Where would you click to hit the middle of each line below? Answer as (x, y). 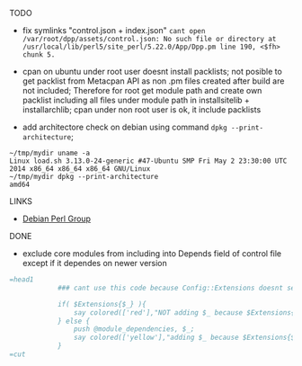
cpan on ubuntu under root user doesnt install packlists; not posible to (152, 71)
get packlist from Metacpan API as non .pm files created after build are (153, 81)
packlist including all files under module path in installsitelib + (136, 100)
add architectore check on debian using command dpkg (124, 127)
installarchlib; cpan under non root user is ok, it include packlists (142, 110)
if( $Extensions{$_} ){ (102, 304)
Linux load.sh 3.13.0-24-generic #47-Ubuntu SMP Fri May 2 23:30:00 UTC (148, 161)
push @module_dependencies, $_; (134, 329)
